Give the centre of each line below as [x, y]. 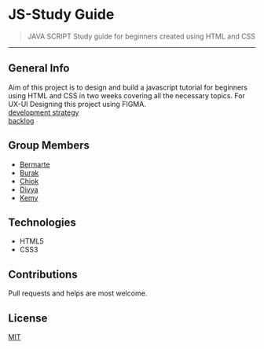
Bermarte [35, 164]
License [28, 318]
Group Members [49, 146]
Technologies [42, 222]
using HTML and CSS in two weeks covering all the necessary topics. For [127, 95]
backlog [21, 120]
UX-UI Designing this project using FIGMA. [77, 104]
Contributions [43, 274]
